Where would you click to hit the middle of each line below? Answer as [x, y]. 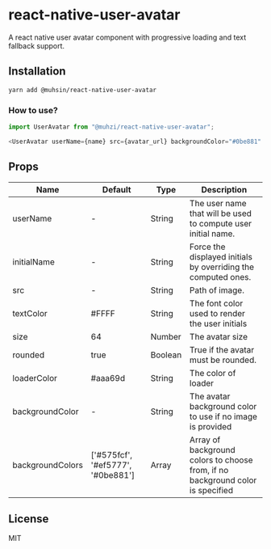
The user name [218, 203]
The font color [216, 303]
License [29, 519]
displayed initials [221, 256]
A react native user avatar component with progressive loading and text [127, 37]
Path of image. [217, 290]
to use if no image [223, 416]
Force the [207, 247]
